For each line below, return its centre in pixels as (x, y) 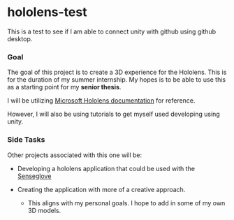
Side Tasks (26, 140)
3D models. (44, 210)
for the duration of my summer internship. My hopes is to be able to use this (116, 80)
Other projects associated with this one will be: (74, 155)
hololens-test (47, 12)
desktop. (20, 38)
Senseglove (34, 176)
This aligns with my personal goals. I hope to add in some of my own (126, 203)
